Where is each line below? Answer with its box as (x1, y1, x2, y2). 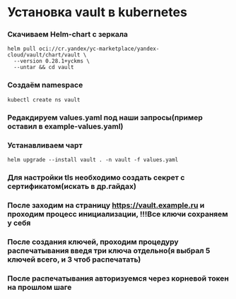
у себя (7, 218, 31, 228)
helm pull (7, 45, 37, 53)
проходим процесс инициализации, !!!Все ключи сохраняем (7, 209, 228, 219)
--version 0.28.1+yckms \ (13, 58, 90, 65)
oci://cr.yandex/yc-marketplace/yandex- (38, 45, 160, 53)
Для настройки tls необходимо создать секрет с (7, 172, 185, 182)
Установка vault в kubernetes (7, 4, 187, 20)
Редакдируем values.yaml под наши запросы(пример (7, 112, 203, 122)
